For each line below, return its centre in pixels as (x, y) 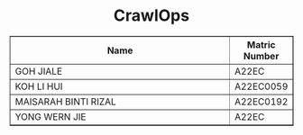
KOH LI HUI (39, 86)
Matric (261, 44)
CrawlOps (151, 16)
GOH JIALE (39, 71)
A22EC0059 (261, 86)
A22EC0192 (261, 102)
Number (261, 56)
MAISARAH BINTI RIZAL (66, 102)
